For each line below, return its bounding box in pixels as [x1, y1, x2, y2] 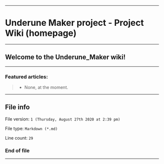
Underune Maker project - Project [5, 18, 144, 28]
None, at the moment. [24, 84, 68, 90]
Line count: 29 [5, 135, 33, 141]
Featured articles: [5, 73, 48, 80]
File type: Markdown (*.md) [5, 125, 58, 131]
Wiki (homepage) [5, 28, 77, 39]
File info [5, 103, 30, 111]
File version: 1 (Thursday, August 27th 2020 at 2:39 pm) [5, 116, 121, 122]
